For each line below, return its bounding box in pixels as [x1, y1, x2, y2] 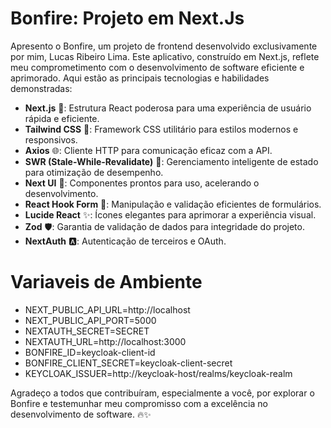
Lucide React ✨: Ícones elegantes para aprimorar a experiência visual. [24, 208, 317, 221]
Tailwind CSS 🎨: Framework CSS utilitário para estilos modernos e [24, 123, 299, 135]
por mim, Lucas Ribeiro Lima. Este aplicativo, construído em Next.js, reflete [10, 50, 320, 62]
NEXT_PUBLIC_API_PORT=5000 [24, 314, 157, 326]
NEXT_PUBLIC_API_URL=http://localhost [24, 303, 191, 316]
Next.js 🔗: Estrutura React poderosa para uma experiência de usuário [24, 102, 312, 114]
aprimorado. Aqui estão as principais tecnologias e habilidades [10, 72, 270, 84]
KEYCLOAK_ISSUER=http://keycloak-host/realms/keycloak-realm [24, 367, 293, 379]
